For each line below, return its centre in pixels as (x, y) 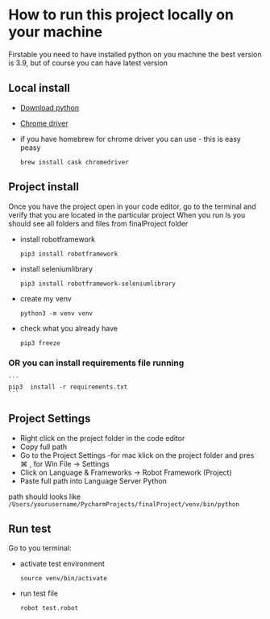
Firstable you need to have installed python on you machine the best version (135, 54)
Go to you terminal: (40, 548)
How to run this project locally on (121, 15)
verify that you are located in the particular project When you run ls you (127, 214)
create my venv (46, 298)
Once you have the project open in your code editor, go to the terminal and (132, 206)
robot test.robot (49, 609)
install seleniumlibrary (56, 268)
